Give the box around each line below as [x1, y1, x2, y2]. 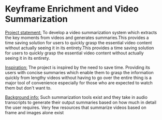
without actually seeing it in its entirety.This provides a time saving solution [5, 45, 154, 51]
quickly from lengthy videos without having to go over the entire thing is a [5, 75, 152, 80]
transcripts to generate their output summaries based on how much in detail [5, 99, 157, 105]
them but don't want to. [5, 85, 52, 91]
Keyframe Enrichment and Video [5, 3, 139, 14]
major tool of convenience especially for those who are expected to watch [5, 80, 153, 85]
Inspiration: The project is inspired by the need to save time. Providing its [5, 64, 150, 70]
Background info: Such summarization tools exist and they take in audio [5, 94, 147, 100]
